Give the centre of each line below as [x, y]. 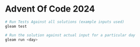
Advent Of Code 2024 [50, 9]
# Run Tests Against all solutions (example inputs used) [65, 22]
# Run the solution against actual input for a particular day [70, 35]
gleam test [16, 26]
